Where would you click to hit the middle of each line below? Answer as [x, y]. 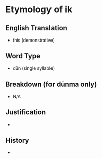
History [17, 140]
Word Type [23, 56]
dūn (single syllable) [34, 68]
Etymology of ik [39, 9]
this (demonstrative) [33, 40]
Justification [26, 112]
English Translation [36, 28]
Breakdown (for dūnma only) [51, 84]
